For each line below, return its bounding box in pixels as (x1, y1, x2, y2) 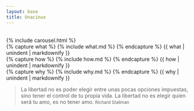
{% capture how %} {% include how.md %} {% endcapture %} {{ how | (6, 56, 179, 63)
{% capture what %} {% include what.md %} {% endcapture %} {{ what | (6, 43, 185, 50)
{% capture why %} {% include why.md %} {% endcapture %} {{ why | (6, 68, 179, 75)
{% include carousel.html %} (6, 37, 76, 44)
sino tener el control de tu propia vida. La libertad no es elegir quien (20, 92, 186, 99)
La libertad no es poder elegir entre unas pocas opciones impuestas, (20, 86, 189, 93)
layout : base (6, 8, 38, 15)
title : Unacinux (6, 14, 46, 20)
